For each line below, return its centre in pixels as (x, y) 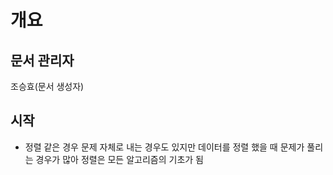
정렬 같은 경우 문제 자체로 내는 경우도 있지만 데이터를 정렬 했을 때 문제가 (164, 147)
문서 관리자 (42, 60)
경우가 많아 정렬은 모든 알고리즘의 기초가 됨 (119, 159)
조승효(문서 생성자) (47, 86)
